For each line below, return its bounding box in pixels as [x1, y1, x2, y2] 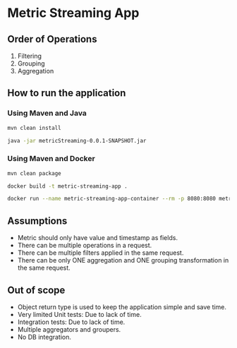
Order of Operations [7, 33, 97, 45]
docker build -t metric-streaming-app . [7, 182, 128, 190]
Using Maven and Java [7, 108, 87, 118]
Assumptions [7, 215, 68, 227]
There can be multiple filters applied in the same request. [17, 248, 184, 257]
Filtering [17, 52, 42, 60]
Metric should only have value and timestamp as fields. [17, 234, 178, 242]
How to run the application [7, 87, 126, 100]
